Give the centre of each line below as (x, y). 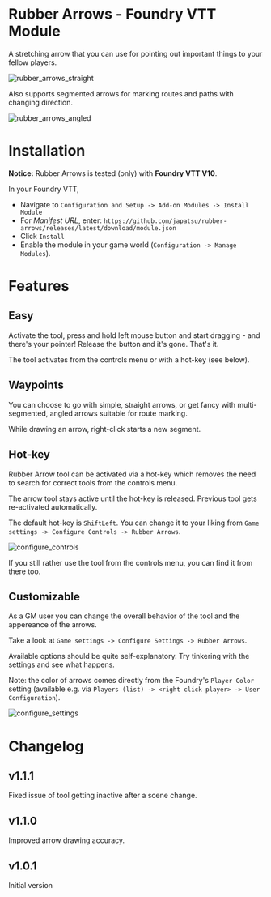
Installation (47, 151)
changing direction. (41, 102)
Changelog (46, 746)
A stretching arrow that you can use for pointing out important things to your (135, 53)
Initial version (31, 885)
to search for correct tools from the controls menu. (93, 482)
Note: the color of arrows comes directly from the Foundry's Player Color (131, 681)
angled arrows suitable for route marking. (119, 413)
